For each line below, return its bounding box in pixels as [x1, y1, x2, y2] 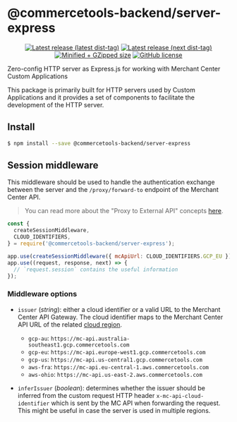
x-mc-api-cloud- [156, 392, 205, 399]
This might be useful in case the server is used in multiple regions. [17, 406, 211, 414]
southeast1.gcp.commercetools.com [28, 341, 130, 349]
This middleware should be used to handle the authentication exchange [7, 178, 215, 186]
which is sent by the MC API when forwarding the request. [51, 399, 221, 407]
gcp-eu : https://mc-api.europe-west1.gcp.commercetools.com [28, 347, 206, 356]
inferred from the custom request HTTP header [17, 391, 155, 399]
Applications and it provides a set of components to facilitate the [7, 93, 195, 102]
